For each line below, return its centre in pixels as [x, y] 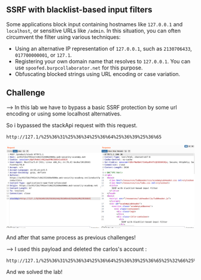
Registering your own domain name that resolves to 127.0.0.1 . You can [103, 61]
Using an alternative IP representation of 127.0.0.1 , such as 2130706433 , [103, 48]
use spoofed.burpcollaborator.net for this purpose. [79, 68]
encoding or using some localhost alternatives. [64, 114]
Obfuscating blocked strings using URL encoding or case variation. [98, 74]
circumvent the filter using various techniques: [63, 37]
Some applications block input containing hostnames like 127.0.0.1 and [95, 24]
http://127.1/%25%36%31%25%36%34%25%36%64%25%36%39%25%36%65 [84, 137]
